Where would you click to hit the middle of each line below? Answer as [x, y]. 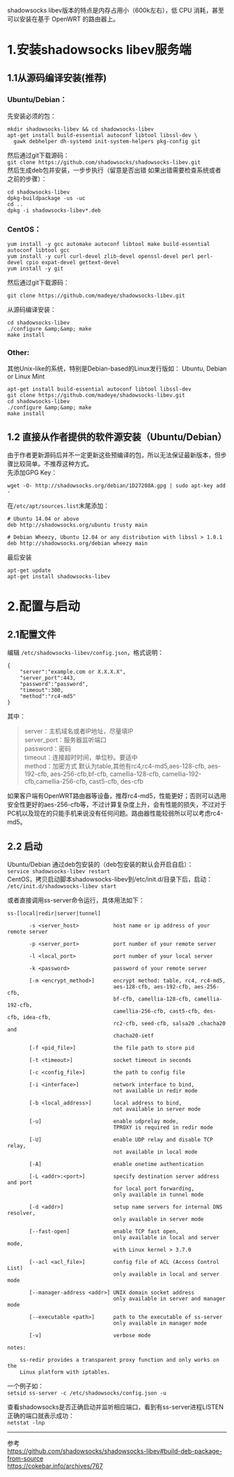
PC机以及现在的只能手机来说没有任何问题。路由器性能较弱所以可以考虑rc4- [115, 814]
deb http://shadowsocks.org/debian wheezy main [78, 544]
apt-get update [29, 571]
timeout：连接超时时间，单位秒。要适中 [81, 758]
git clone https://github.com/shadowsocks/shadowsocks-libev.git [104, 162]
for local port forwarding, [154, 1189]
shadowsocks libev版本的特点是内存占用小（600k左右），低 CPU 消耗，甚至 [116, 10]
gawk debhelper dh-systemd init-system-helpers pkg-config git [107, 141]
